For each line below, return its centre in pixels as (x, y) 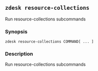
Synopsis (16, 32)
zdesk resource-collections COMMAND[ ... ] (49, 42)
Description (19, 54)
